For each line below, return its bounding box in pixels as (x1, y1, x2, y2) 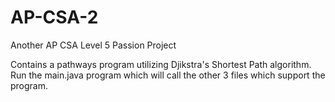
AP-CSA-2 (10, 6, 99, 29)
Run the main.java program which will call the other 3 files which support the (10, 69, 326, 81)
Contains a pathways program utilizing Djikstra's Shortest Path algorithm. (10, 58, 312, 70)
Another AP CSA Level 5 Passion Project (10, 39, 177, 51)
